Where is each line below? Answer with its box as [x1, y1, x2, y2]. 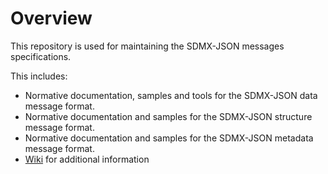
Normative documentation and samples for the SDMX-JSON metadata [24, 132, 314, 144]
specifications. [10, 50, 72, 62]
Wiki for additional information [24, 153, 150, 165]
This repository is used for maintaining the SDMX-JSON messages [10, 40, 285, 52]
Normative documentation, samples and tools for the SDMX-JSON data [24, 89, 318, 101]
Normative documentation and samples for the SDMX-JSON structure [24, 110, 313, 122]
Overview [10, 7, 93, 30]
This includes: [10, 70, 68, 82]
